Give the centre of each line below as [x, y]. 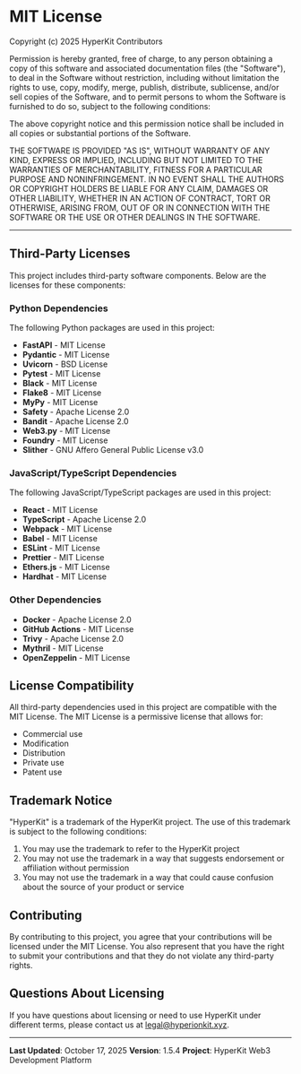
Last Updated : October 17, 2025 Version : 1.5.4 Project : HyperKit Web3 [140, 1050]
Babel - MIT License [60, 539]
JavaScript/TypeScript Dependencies [93, 472]
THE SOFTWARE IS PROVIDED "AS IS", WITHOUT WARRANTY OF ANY [140, 151]
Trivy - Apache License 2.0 [73, 638]
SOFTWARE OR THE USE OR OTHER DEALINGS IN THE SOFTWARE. [135, 217]
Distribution [43, 753]
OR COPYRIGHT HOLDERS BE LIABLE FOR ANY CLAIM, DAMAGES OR [139, 188]
